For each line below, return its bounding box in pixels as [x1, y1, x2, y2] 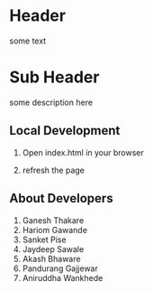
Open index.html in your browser [22, 146, 144, 158]
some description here [9, 97, 93, 108]
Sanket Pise [22, 234, 67, 245]
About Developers [9, 191, 114, 206]
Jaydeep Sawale [22, 243, 85, 254]
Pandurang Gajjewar [22, 263, 99, 274]
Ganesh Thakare [22, 214, 85, 226]
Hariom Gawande [22, 224, 88, 235]
